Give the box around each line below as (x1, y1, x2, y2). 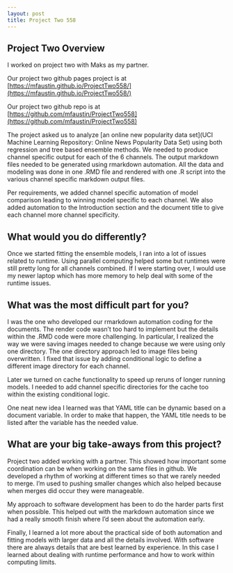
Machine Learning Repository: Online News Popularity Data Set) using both (7, 138, 223, 147)
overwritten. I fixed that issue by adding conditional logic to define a (7, 354, 202, 362)
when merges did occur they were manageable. (7, 486, 145, 494)
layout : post (7, 10, 45, 17)
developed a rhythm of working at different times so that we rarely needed (7, 471, 220, 480)
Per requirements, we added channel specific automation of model (7, 188, 198, 197)
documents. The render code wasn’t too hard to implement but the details (7, 325, 219, 333)
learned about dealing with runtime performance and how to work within (7, 550, 215, 558)
